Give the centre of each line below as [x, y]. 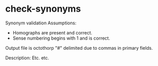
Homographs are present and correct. [52, 32]
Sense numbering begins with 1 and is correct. [61, 38]
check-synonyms [43, 9]
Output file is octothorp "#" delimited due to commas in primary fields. [79, 48]
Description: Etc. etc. [27, 58]
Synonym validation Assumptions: [41, 23]
